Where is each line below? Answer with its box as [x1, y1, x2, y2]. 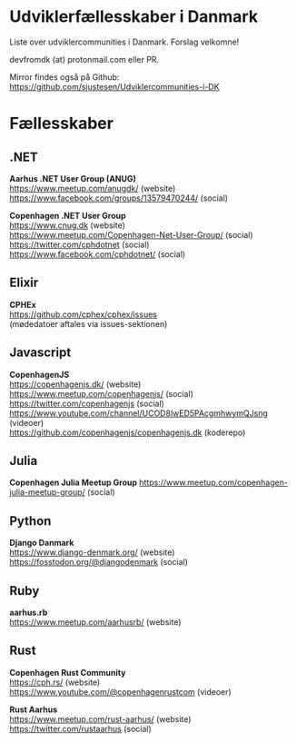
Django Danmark [9, 538, 74, 549]
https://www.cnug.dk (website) [9, 220, 125, 231]
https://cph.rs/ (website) [9, 677, 101, 688]
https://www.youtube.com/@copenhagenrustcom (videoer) [9, 686, 232, 697]
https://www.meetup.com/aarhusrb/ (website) [9, 617, 182, 628]
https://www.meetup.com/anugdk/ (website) [9, 183, 176, 193]
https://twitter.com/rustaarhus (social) [9, 723, 152, 734]
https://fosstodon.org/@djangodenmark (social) [9, 557, 189, 568]
